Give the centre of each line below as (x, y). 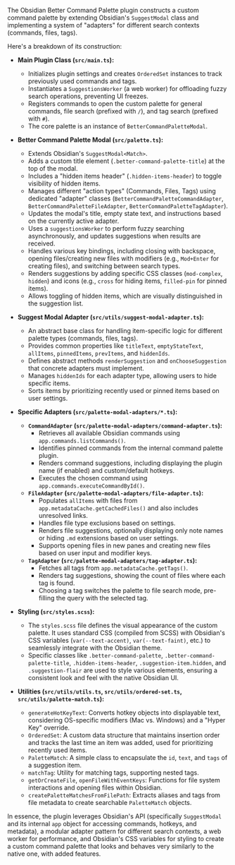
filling (46, 598)
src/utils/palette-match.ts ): (61, 699)
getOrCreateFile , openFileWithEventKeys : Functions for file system (124, 780)
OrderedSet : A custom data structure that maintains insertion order (124, 735)
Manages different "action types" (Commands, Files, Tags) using (122, 191)
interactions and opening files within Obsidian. (95, 787)
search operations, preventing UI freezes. (88, 96)
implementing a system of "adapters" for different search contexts (103, 25)
